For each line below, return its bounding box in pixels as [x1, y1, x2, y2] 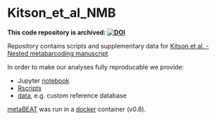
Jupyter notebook [17, 76, 70, 85]
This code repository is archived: [7, 28, 106, 36]
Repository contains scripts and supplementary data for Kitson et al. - [7, 41, 210, 50]
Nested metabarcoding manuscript [7, 49, 108, 58]
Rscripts [17, 84, 42, 92]
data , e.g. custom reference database [17, 91, 127, 100]
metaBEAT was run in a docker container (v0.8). [7, 105, 146, 113]
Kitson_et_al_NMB [7, 5, 116, 21]
